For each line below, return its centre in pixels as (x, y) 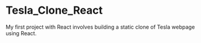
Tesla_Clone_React (54, 10)
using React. (21, 33)
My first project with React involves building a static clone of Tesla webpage (101, 27)
